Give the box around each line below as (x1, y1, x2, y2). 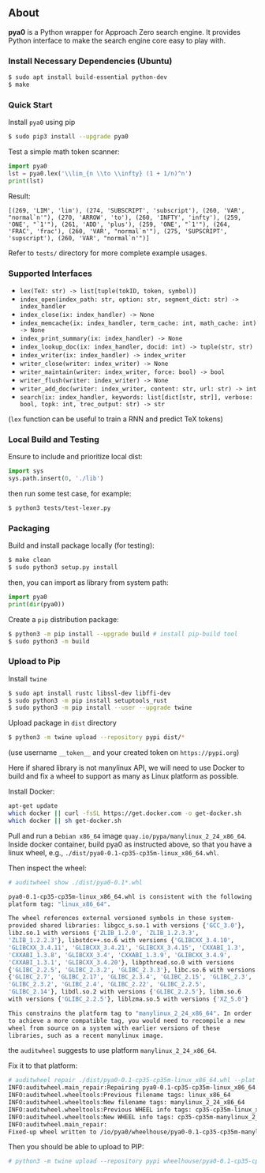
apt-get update (8, 802, 58, 810)
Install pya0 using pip (8, 118, 76, 127)
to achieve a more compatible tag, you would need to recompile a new (8, 1016, 245, 1024)
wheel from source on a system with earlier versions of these (8, 1024, 221, 1032)
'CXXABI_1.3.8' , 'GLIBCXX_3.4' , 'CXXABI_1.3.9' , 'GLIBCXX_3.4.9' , (8, 951, 231, 959)
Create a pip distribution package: (8, 614, 120, 624)
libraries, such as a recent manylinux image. (8, 1032, 164, 1039)
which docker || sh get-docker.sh (8, 817, 122, 824)
